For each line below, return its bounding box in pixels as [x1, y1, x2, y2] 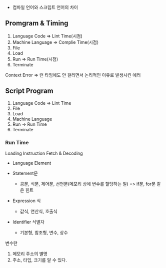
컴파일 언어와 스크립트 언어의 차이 [12, 4, 78, 10]
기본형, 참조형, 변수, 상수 [19, 229, 68, 236]
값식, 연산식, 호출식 [19, 208, 57, 214]
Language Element [12, 160, 51, 166]
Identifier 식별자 [12, 219, 45, 225]
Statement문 [12, 170, 38, 176]
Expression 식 [12, 198, 41, 204]
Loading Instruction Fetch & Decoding [5, 150, 83, 156]
